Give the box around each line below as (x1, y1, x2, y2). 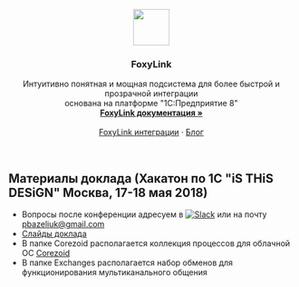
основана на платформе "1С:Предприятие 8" (63, 98, 239, 109)
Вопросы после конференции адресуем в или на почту (21, 209, 267, 220)
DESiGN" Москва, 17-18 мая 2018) (8, 184, 208, 200)
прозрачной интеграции (104, 88, 198, 99)
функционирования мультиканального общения (21, 267, 207, 278)
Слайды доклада (21, 228, 87, 240)
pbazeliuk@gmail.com (21, 219, 105, 230)
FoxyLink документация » (100, 107, 203, 118)
